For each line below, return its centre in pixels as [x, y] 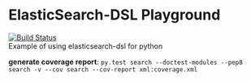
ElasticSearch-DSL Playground [115, 15]
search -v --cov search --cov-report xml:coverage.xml [103, 69]
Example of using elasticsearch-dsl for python [86, 45]
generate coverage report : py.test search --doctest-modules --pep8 [126, 62]
